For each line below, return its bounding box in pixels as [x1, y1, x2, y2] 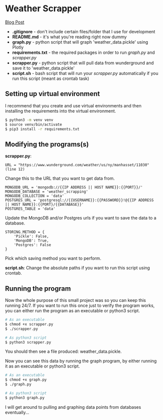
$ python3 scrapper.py [5, 340, 51, 345]
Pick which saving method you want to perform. [5, 255, 102, 261]
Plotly [12, 44, 24, 50]
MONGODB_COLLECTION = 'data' [5, 194, 64, 198]
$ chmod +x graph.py [5, 377, 47, 382]
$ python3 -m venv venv [5, 117, 54, 123]
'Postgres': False [14, 243, 51, 247]
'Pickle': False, [14, 234, 49, 239]
